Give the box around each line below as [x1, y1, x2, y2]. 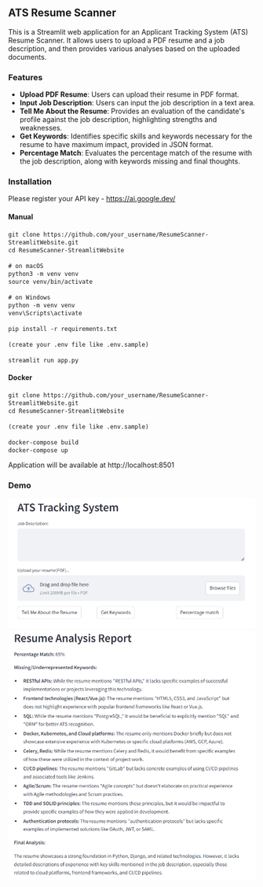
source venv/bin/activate [8, 278, 93, 285]
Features [8, 72, 43, 83]
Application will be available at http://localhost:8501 [8, 460, 175, 469]
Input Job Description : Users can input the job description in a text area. [19, 98, 255, 108]
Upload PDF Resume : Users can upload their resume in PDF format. [19, 90, 239, 99]
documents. [8, 52, 47, 61]
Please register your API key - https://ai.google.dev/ [8, 194, 176, 204]
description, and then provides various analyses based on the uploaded [8, 43, 240, 53]
